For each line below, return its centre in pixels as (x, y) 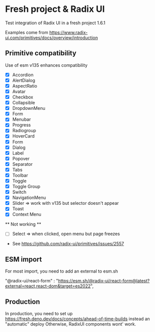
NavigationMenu (29, 198)
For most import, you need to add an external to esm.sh (62, 271)
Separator (22, 164)
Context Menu (27, 214)
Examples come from (27, 32)
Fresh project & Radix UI (55, 9)
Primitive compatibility (41, 53)
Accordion (23, 75)
